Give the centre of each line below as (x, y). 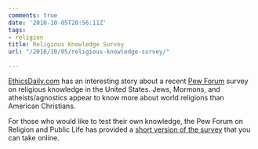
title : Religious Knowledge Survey (66, 45)
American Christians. (42, 106)
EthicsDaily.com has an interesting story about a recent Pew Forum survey (128, 81)
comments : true (33, 15)
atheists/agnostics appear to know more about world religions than (116, 98)
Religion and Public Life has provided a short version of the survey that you (129, 129)
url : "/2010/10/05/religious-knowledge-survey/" (89, 52)
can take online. (34, 138)
